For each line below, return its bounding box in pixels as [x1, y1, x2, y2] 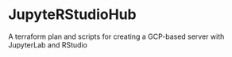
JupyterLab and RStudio [8, 40, 87, 49]
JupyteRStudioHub [8, 6, 137, 24]
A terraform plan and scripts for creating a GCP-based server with [8, 32, 225, 41]
